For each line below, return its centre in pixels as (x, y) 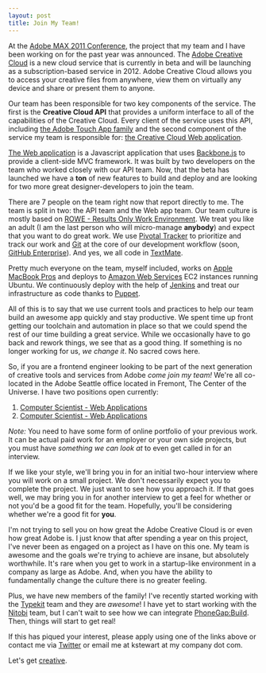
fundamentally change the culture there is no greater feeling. (108, 580)
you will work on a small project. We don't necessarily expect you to (120, 480)
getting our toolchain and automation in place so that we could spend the (128, 325)
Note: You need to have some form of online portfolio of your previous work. (133, 431)
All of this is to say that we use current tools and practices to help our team (131, 309)
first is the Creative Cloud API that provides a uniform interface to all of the (131, 111)
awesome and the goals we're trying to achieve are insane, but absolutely (129, 554)
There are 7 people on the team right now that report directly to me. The (126, 202)
